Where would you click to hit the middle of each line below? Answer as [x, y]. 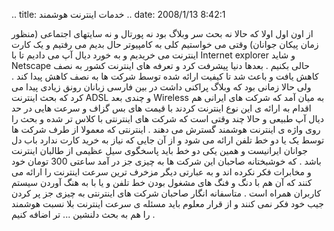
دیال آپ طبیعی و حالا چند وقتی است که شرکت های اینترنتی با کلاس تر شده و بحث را [167, 118]
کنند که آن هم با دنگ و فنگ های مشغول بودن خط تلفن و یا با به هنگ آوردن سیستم [162, 182]
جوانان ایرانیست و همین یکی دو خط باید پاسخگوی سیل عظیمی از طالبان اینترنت [159, 150]
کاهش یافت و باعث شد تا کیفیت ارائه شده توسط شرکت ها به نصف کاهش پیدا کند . [165, 76]
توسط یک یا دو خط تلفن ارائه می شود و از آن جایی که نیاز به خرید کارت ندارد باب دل [168, 140]
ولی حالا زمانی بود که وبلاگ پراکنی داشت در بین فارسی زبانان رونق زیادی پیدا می [161, 87]
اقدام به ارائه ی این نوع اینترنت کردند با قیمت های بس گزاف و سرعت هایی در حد [161, 108]
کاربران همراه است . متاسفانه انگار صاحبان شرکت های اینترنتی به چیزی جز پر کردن [166, 193]
